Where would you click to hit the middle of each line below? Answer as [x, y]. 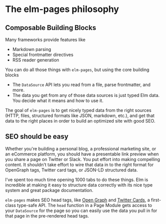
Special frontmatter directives [43, 54]
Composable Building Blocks [51, 28]
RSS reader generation [36, 60]
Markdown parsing [32, 49]
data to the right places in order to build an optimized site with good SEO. [80, 121]
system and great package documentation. [49, 190]
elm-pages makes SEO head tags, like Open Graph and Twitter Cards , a [78, 200]
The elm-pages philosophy [62, 9]
